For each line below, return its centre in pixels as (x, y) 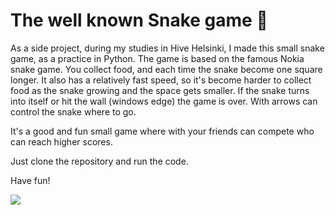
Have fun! (30, 180)
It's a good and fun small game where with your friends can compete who (162, 131)
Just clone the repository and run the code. (99, 161)
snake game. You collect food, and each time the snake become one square (166, 69)
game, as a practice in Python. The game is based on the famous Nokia (157, 58)
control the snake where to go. (73, 111)
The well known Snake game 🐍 (139, 20)
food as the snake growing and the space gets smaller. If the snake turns (160, 90)
